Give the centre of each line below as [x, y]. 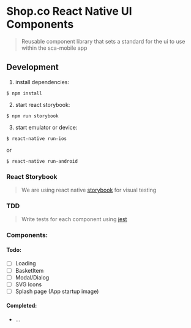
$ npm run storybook [33, 116]
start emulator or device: [46, 127]
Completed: [22, 306]
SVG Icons [28, 284]
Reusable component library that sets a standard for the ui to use [103, 41]
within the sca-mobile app [54, 48]
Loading [25, 264]
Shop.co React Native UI [69, 11]
